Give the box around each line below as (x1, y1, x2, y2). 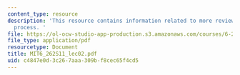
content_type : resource (7, 10, 79, 18)
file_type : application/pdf (7, 37, 91, 44)
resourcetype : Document (7, 44, 79, 51)
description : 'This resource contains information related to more (7, 17, 213, 24)
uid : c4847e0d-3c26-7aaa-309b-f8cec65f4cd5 (7, 57, 139, 64)
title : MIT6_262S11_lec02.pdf (7, 51, 98, 58)
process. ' (14, 24, 46, 31)
